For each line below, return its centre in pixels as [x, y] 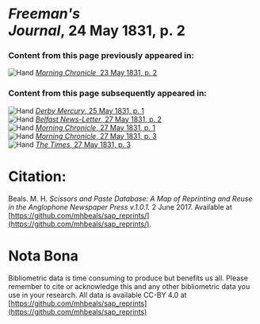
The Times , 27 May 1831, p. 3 [83, 145]
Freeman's [44, 14]
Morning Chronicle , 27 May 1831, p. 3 [96, 136]
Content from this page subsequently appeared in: [108, 94]
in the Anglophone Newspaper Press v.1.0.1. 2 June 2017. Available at [120, 206]
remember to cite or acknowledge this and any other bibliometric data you [129, 286]
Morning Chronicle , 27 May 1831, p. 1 [96, 127]
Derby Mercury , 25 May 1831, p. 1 [90, 110]
